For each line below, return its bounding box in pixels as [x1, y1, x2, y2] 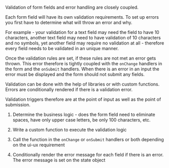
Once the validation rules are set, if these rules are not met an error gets [5, 55, 156, 61]
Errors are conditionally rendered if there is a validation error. [5, 87, 133, 93]
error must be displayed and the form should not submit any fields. [5, 71, 145, 77]
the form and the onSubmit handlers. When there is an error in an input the [5, 66, 160, 72]
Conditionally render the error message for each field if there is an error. [12, 152, 164, 157]
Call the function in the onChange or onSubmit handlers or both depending [12, 137, 164, 142]
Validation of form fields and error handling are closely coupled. [5, 5, 139, 10]
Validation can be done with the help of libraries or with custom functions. [5, 81, 160, 87]
